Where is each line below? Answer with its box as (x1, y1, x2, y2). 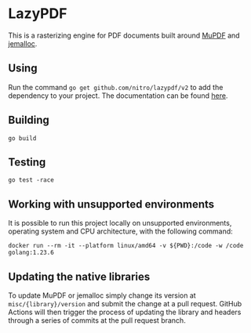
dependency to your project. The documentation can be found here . (8, 91, 228, 100)
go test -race (8, 176, 55, 184)
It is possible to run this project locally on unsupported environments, (8, 219, 232, 228)
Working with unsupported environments (8, 197, 215, 211)
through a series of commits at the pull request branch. (8, 316, 186, 325)
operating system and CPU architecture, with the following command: (8, 226, 233, 236)
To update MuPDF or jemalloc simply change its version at (8, 291, 196, 300)
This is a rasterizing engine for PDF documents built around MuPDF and (8, 31, 241, 40)
